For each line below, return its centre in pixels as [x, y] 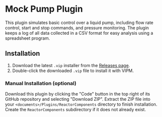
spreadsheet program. [28, 38]
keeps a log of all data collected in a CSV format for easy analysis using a [79, 33]
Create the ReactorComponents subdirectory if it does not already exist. [75, 110]
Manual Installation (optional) [41, 83]
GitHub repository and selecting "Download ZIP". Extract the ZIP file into [78, 99]
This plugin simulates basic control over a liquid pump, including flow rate [79, 23]
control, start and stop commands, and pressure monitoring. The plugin [77, 27]
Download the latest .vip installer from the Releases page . [71, 65]
